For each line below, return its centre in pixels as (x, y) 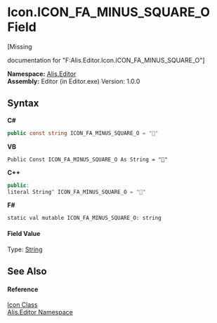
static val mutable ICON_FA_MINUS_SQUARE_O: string (84, 218)
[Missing (20, 46)
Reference (23, 289)
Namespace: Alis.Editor (42, 74)
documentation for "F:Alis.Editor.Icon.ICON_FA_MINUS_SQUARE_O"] (106, 60)
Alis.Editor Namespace (40, 312)
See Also (27, 271)
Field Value (24, 233)
